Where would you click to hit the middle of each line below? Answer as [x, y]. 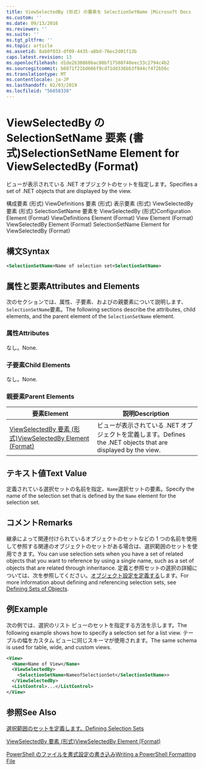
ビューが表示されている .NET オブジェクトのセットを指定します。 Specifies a [102, 184]
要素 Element [50, 414]
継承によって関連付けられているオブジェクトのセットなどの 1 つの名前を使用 [102, 539]
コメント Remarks [39, 523]
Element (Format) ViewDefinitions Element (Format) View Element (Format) [100, 218]
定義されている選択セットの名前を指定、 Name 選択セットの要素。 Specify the [100, 489]
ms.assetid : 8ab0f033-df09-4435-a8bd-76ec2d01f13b [72, 52]
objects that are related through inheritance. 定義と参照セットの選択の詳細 [99, 568]
